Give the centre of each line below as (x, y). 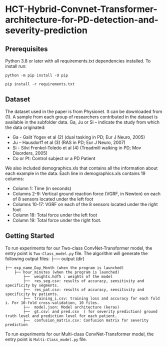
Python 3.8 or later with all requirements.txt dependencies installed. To (78, 61)
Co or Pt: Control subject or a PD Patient (54, 158)
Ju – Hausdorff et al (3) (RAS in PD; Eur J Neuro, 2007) (69, 142)
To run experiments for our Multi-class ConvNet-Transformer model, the (79, 334)
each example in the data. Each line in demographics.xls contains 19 (75, 173)
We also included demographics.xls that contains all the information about (81, 168)
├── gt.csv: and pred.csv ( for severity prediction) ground (90, 311)
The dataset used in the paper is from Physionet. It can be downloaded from (84, 111)
